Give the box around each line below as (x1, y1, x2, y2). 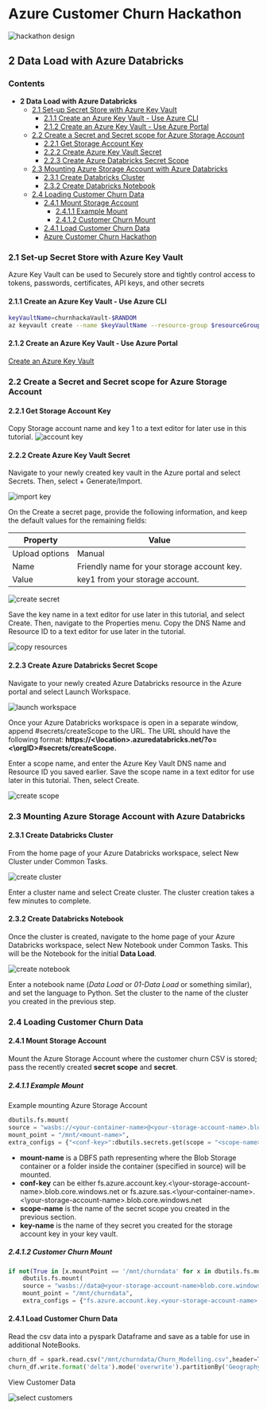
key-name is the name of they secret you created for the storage (19, 1220, 233, 1230)
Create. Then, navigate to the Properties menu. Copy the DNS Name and (8, 618, 246, 628)
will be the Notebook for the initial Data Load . (8, 949, 157, 958)
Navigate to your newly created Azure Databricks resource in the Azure (8, 678, 242, 687)
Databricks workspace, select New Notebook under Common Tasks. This (8, 940, 249, 950)
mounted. (19, 1169, 52, 1179)
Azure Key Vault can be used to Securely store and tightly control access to (8, 269, 256, 279)
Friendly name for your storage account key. (76, 561, 242, 572)
